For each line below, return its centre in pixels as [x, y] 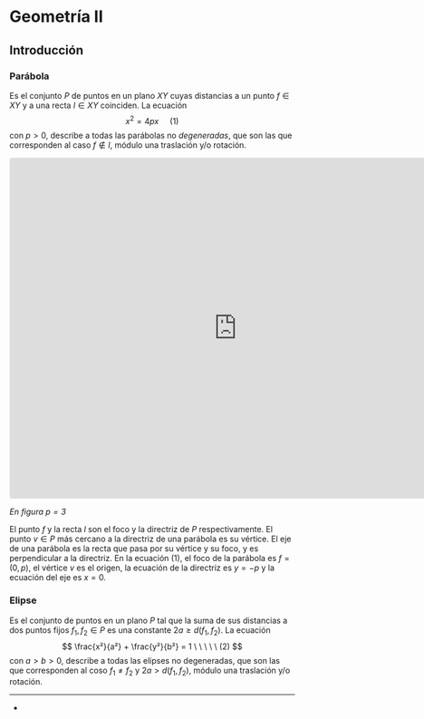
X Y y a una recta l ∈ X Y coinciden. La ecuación [98, 105]
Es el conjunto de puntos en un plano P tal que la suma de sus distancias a [149, 620]
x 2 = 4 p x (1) [152, 120]
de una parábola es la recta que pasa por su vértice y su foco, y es [134, 548]
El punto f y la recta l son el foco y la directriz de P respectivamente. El [141, 529]
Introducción [47, 50]
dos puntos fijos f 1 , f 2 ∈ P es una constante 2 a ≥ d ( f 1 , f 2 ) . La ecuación [140, 631]
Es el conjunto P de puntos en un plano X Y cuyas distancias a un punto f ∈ [149, 95]
